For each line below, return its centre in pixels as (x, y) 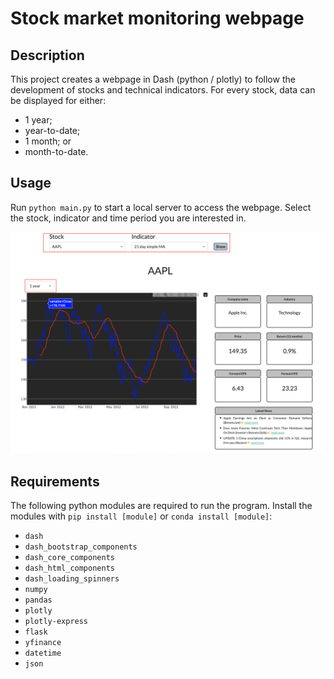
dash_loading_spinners (72, 579)
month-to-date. (56, 151)
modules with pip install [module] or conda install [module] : (141, 516)
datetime (43, 653)
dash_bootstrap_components (81, 547)
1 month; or (48, 141)
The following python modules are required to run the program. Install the (161, 505)
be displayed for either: (58, 100)
